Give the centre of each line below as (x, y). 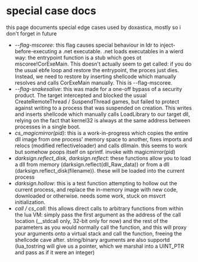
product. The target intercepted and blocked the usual (80, 95)
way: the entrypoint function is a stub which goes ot (78, 57)
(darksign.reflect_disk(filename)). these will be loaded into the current (100, 170)
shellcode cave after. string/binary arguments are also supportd (92, 240)
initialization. (30, 202)
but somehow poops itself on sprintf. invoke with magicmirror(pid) (95, 151)
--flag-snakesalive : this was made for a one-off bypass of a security (98, 89)
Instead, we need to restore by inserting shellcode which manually (95, 76)
